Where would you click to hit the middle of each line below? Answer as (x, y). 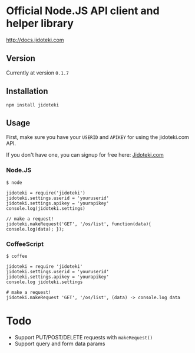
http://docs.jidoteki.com (35, 40)
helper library (40, 23)
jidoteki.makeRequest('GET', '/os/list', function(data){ (79, 224)
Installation (27, 91)
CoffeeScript (25, 244)
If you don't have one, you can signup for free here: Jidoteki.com (85, 155)
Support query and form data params (60, 344)
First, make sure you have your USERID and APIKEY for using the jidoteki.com (98, 137)
